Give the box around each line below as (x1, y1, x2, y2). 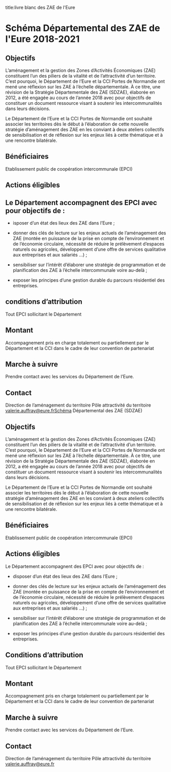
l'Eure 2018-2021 (5, 33, 80, 45)
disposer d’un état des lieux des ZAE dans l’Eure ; (12, 573, 118, 579)
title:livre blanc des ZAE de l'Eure (5, 5, 75, 10)
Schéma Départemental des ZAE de (5, 23, 160, 34)
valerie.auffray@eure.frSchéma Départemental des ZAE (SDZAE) (5, 408, 143, 414)
